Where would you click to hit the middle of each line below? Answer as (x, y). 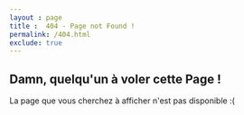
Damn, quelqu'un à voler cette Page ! (115, 79)
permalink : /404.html (50, 34)
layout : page (36, 18)
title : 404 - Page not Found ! (72, 26)
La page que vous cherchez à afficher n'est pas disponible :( (122, 101)
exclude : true (36, 43)
